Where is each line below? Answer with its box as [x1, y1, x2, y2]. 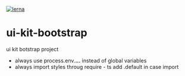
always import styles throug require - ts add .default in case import [14, 63, 179, 70]
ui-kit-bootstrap [6, 27, 87, 39]
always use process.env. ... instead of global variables [14, 57, 147, 64]
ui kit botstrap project [6, 45, 59, 52]
